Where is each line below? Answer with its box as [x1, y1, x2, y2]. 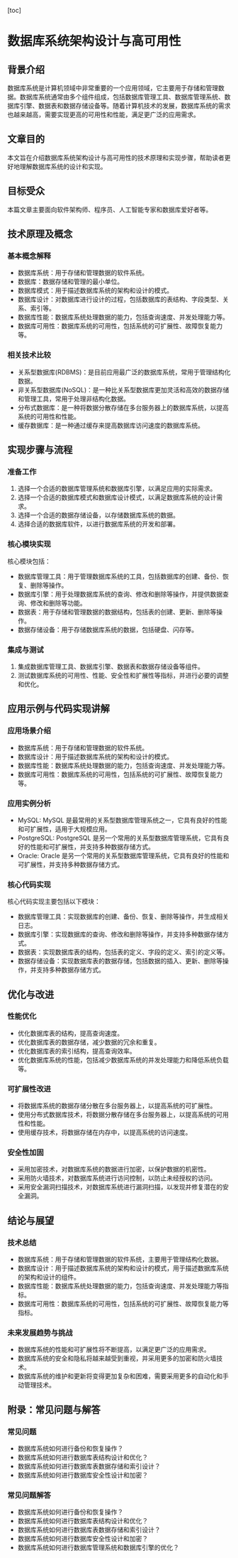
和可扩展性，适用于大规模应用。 [17, 824, 111, 833]
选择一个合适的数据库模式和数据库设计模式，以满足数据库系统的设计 [17, 493, 217, 502]
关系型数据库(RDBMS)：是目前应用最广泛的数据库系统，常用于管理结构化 [17, 367, 231, 376]
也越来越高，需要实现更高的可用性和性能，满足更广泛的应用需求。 [7, 110, 200, 119]
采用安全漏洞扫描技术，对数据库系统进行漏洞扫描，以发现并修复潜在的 [17, 1183, 223, 1191]
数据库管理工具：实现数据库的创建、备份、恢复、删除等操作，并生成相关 [17, 912, 229, 921]
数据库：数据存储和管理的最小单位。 [17, 277, 124, 286]
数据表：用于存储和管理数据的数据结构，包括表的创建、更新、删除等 [17, 607, 217, 616]
